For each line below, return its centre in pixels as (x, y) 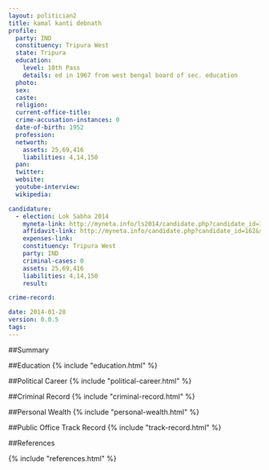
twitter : (30, 172)
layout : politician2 (43, 16)
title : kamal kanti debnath (55, 23)
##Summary (29, 350)
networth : (32, 142)
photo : (26, 82)
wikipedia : (34, 194)
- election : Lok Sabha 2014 (62, 216)
